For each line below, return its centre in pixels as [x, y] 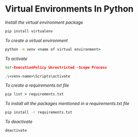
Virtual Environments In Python [69, 9]
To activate [16, 59]
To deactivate [19, 122]
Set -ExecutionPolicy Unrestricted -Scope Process [56, 67]
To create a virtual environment [36, 40]
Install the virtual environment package [44, 22]
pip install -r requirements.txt [39, 112]
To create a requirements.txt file [37, 85]
